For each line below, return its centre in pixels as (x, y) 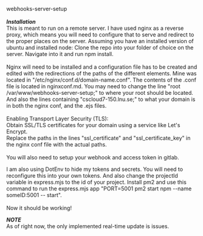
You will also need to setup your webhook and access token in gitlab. (93, 157)
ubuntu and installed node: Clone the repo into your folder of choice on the (100, 47)
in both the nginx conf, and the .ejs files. (57, 106)
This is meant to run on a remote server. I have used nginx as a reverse (95, 28)
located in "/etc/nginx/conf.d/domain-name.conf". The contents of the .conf (101, 80)
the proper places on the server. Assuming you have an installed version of (100, 41)
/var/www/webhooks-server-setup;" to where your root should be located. (100, 93)
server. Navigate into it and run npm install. (60, 54)
